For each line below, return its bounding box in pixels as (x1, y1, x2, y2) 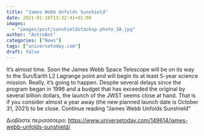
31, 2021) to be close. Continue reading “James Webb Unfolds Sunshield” (6, 105, 191, 112)
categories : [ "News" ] (6, 37, 62, 43)
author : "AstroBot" (6, 32, 56, 38)
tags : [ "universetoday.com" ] (6, 43, 81, 50)
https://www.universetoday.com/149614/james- (67, 116, 188, 124)
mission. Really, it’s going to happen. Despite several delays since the (6, 78, 181, 86)
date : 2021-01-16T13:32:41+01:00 (6, 15, 92, 21)
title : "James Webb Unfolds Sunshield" (6, 9, 108, 15)
